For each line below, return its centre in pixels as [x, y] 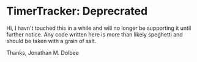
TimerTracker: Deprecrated [77, 11]
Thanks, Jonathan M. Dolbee [43, 52]
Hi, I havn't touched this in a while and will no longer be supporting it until [99, 28]
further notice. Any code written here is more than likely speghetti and [95, 34]
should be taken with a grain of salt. [51, 41]
